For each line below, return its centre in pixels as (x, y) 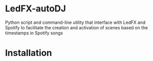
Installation (29, 53)
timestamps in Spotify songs (34, 33)
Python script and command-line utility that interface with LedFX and (75, 22)
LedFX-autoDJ (36, 9)
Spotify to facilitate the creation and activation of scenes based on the (76, 27)
